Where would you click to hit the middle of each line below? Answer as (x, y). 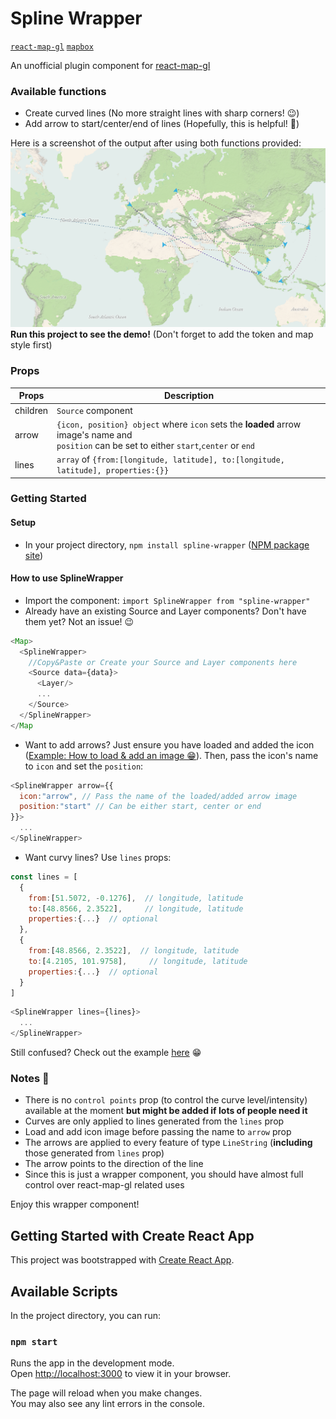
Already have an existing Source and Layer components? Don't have (165, 611)
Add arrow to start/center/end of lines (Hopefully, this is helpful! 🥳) (162, 124)
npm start (34, 1341)
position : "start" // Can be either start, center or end (140, 807)
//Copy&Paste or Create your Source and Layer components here (163, 662)
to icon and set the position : (84, 766)
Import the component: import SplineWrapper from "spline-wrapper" (167, 600)
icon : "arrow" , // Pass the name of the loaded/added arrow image (158, 796)
